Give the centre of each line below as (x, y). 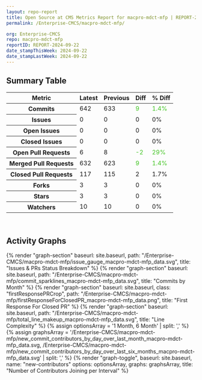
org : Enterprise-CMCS (33, 34)
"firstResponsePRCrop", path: (43, 294)
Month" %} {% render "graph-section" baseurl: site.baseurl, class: (89, 288)
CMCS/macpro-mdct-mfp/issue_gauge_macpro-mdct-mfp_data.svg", (93, 262)
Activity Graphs (36, 241)
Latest (88, 98)
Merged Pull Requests (41, 163)
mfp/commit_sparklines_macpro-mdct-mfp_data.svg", (73, 281)
